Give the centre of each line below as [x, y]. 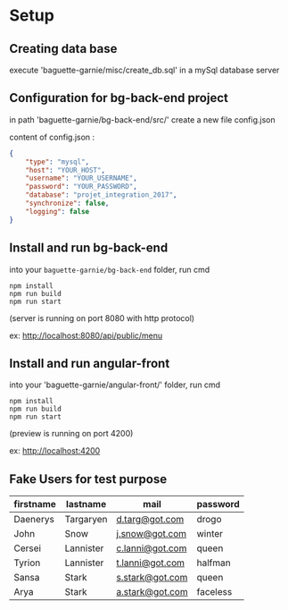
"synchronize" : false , [67, 203]
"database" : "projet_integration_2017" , [101, 195]
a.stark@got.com [152, 592]
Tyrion [27, 563]
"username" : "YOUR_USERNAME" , [82, 178]
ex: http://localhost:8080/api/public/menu [86, 335]
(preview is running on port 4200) [71, 434]
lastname [86, 504]
